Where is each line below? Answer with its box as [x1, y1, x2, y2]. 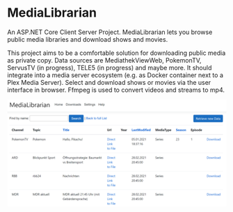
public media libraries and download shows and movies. [7, 35, 168, 43]
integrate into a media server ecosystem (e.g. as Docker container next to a [7, 71, 224, 79]
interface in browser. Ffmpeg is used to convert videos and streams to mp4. [7, 85, 225, 94]
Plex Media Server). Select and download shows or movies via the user [7, 78, 211, 86]
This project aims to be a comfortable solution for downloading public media [7, 49, 226, 57]
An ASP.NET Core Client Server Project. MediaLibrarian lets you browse [7, 28, 213, 36]
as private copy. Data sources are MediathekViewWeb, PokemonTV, [7, 56, 202, 64]
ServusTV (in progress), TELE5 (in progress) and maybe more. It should [7, 63, 212, 72]
